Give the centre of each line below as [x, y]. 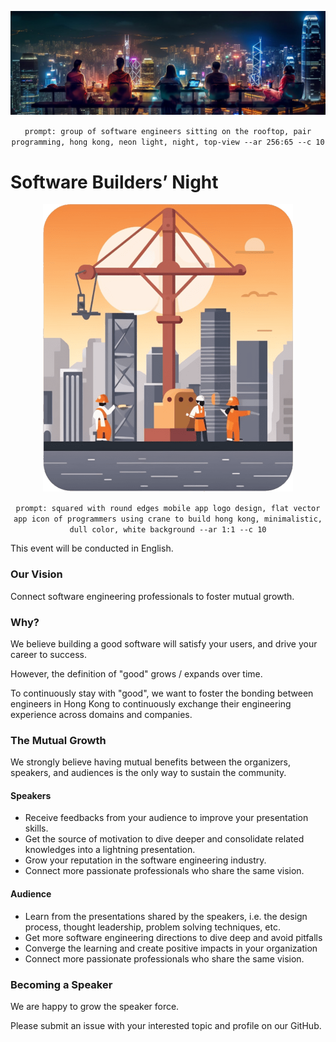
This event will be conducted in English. [92, 548]
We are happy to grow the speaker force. [95, 1006]
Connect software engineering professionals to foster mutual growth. [152, 596]
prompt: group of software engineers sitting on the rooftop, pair [168, 132]
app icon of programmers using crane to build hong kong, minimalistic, [168, 519]
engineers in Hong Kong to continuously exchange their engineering [151, 703]
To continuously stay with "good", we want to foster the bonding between [162, 693]
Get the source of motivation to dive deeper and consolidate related [164, 839]
